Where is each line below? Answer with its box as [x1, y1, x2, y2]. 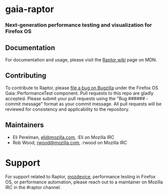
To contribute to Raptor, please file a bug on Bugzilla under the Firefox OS [5, 85, 158, 91]
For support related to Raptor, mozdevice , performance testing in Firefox [5, 174, 156, 180]
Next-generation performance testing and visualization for [5, 22, 152, 29]
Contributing [5, 72, 46, 80]
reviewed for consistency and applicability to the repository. [5, 106, 130, 112]
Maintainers [5, 121, 44, 129]
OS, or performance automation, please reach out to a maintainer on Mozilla [5, 179, 163, 185]
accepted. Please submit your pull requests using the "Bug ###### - [5, 95, 149, 101]
